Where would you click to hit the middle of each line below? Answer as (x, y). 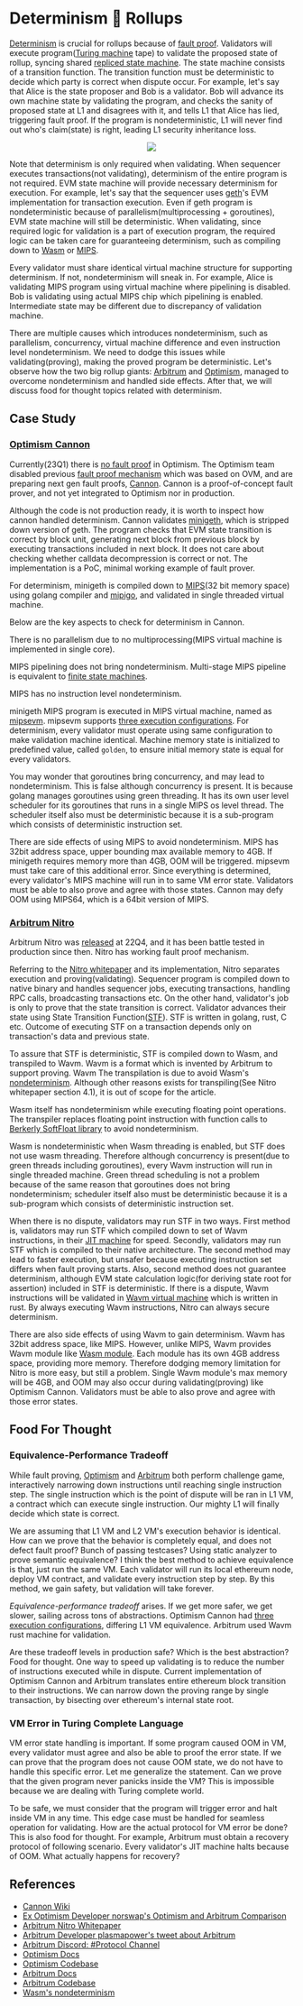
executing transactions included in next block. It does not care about (137, 548)
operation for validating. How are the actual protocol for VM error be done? (149, 1827)
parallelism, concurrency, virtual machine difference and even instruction (145, 343)
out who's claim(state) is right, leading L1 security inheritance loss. (133, 129)
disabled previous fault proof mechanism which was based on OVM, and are (151, 473)
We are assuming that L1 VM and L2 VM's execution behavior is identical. (145, 1531)
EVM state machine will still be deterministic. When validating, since (135, 221)
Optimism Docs (51, 1954)
